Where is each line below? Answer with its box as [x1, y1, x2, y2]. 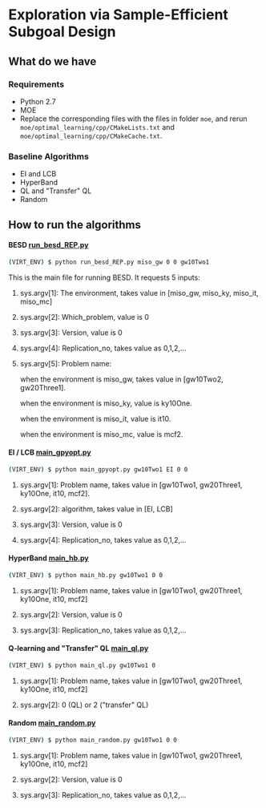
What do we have [8, 55, 97, 68]
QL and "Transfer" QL [19, 186, 92, 196]
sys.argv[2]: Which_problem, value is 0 [19, 312, 150, 321]
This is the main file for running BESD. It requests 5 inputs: [8, 273, 200, 282]
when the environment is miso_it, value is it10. [19, 414, 171, 423]
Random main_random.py [8, 718, 96, 728]
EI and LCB [19, 169, 57, 179]
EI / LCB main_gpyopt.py [8, 447, 91, 458]
